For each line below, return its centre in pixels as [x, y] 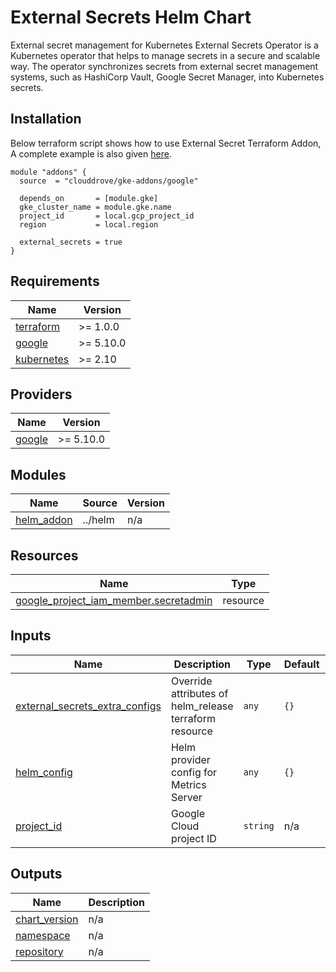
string [259, 825]
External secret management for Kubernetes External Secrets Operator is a [164, 45]
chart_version [47, 919]
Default [301, 664]
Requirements [55, 281]
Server [186, 797]
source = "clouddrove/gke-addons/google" [109, 181]
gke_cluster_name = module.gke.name [95, 207]
